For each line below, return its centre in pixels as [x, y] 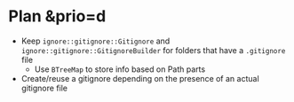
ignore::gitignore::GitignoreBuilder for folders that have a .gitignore [153, 50]
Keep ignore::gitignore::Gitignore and [95, 41]
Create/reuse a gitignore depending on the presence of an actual [140, 78]
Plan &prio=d [57, 16]
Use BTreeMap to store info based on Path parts [120, 69]
